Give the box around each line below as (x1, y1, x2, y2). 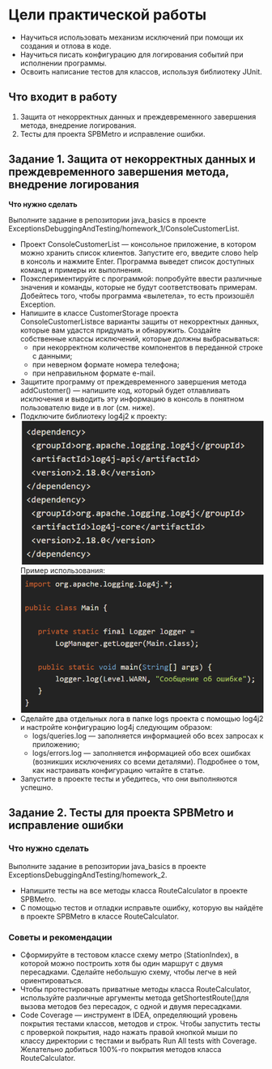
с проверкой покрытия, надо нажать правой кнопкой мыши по (19, 1027, 239, 1037)
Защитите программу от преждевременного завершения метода (19, 376, 247, 386)
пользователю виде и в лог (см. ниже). (19, 402, 155, 412)
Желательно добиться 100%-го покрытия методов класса (19, 1044, 222, 1054)
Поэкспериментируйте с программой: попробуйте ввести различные (19, 274, 262, 283)
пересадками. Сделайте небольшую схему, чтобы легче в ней (19, 967, 237, 977)
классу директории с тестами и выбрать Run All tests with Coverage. (19, 1036, 257, 1046)
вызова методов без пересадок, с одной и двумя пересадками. (19, 1001, 243, 1011)
